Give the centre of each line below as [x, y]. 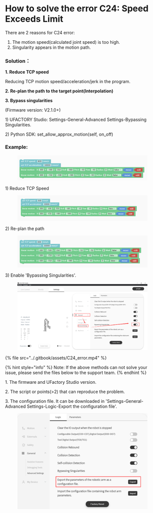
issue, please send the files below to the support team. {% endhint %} [76, 373]
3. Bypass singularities [29, 101]
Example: [16, 147]
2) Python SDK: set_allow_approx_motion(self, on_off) [59, 134]
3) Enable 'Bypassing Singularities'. [41, 275]
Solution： [18, 61]
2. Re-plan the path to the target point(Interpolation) [59, 91]
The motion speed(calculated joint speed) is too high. [66, 42]
